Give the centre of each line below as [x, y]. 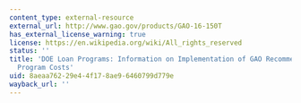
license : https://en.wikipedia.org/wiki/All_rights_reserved [126, 43]
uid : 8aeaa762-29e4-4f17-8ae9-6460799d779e [92, 76]
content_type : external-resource [72, 17]
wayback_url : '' [39, 84]
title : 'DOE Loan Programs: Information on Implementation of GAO [136, 59]
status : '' [30, 51]
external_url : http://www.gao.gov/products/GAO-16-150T [116, 26]
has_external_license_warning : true [77, 34]
